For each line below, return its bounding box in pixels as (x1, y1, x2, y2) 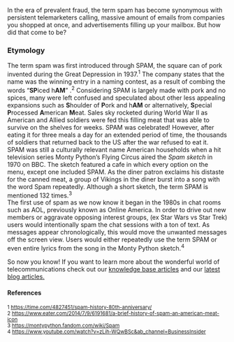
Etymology (7, 45, 45, 55)
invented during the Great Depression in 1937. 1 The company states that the (7, 69, 225, 78)
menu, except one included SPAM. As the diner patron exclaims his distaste (7, 168, 225, 176)
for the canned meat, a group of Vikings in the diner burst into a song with (7, 174, 220, 184)
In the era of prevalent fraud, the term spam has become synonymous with (7, 6, 223, 14)
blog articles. (7, 272, 45, 281)
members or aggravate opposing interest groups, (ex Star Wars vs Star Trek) (7, 213, 228, 222)
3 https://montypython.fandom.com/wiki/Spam (7, 322, 120, 329)
